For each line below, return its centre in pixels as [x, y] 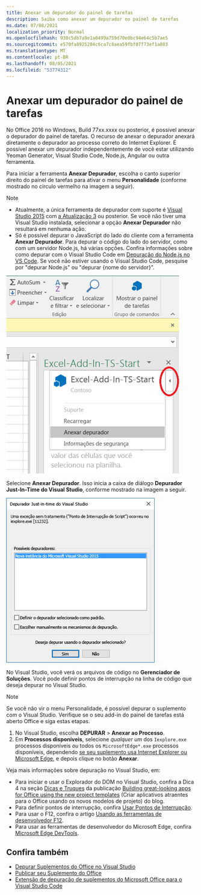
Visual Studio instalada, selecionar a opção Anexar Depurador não [98, 222]
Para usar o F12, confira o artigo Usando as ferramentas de [88, 814]
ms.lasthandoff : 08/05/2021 [42, 63]
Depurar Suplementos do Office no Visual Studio [75, 867]
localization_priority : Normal [45, 32]
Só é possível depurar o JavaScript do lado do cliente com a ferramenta [104, 236]
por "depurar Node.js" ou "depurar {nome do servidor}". [85, 268]
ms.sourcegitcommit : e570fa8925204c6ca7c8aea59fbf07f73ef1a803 [87, 45]
